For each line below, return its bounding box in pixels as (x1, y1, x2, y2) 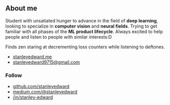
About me (5, 4, 37, 13)
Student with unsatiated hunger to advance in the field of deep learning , (5, 17, 158, 23)
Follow (5, 71, 22, 78)
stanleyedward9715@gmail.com (12, 59, 80, 65)
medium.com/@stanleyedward (12, 89, 78, 95)
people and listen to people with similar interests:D (5, 34, 112, 40)
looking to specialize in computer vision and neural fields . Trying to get (5, 23, 158, 29)
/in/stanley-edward (12, 94, 53, 100)
